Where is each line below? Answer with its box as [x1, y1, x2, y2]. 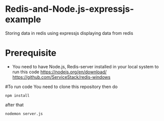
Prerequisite [5, 48, 57, 59]
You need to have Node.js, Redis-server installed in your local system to [12, 63, 159, 69]
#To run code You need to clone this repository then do [5, 84, 118, 90]
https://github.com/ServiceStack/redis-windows [12, 74, 111, 80]
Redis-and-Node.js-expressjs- [5, 3, 134, 15]
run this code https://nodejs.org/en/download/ [12, 69, 107, 75]
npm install [5, 93, 30, 98]
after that [5, 102, 24, 108]
